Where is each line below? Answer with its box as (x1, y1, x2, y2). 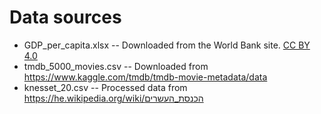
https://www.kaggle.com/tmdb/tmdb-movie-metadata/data (23, 71, 268, 83)
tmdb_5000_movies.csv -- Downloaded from (23, 60, 209, 72)
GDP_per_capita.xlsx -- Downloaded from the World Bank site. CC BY (23, 39, 311, 51)
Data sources (9, 6, 122, 29)
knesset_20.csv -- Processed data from (23, 81, 188, 93)
